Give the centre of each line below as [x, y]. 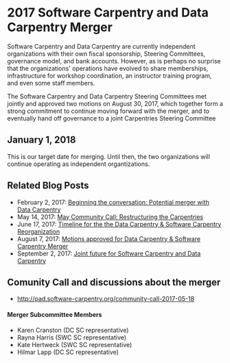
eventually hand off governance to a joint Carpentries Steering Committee [112, 118]
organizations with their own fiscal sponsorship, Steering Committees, [106, 54]
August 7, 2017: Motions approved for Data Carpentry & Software [109, 238]
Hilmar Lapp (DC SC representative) [68, 352]
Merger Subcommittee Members [55, 314]
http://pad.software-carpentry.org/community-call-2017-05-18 [105, 299]
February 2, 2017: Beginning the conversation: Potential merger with [113, 202]
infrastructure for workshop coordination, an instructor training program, [110, 75]
